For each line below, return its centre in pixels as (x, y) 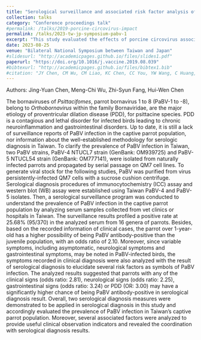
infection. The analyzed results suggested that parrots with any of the (92, 274)
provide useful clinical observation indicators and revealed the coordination (99, 324)
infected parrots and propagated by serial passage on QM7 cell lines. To (95, 165)
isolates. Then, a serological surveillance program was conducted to (95, 197)
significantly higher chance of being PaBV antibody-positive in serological (97, 292)
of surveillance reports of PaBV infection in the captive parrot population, (96, 133)
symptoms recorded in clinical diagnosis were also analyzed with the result (99, 260)
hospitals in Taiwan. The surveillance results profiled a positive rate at (92, 216)
